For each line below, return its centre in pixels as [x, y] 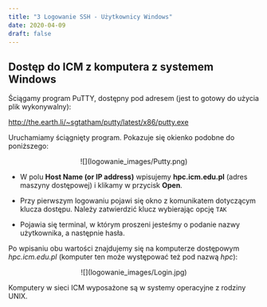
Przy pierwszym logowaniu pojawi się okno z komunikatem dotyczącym [138, 201]
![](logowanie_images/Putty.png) [134, 161]
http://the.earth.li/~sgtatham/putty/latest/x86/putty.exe [98, 122]
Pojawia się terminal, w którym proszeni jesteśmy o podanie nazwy [130, 225]
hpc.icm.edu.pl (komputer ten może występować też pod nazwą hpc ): [123, 257]
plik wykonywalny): [40, 107]
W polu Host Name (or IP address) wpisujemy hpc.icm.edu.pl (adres [133, 177]
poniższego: [29, 146]
